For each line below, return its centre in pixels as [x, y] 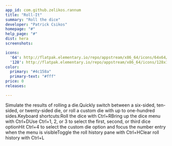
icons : [12, 53]
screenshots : [19, 44]
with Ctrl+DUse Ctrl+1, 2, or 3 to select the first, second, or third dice [78, 121]
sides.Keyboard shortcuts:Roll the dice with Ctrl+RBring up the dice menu [83, 116]
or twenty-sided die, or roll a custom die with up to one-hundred [87, 110]
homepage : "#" [20, 29]
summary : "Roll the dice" [33, 19]
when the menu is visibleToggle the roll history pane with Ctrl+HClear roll [82, 132]
